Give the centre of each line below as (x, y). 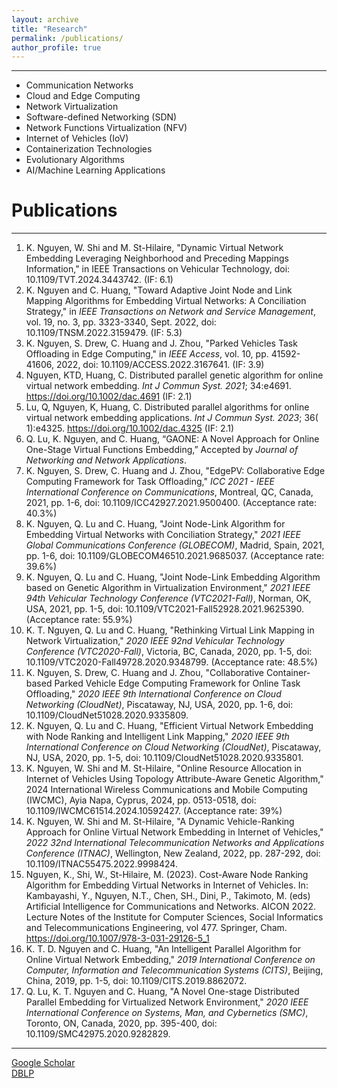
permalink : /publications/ (67, 38)
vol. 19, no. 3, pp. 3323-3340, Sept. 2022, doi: (121, 322)
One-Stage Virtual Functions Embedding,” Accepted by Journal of (162, 450)
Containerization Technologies (89, 149)
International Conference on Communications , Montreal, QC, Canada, (169, 492)
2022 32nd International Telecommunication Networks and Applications (175, 843)
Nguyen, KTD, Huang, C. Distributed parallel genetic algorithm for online (174, 375)
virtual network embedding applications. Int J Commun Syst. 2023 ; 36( (172, 418)
